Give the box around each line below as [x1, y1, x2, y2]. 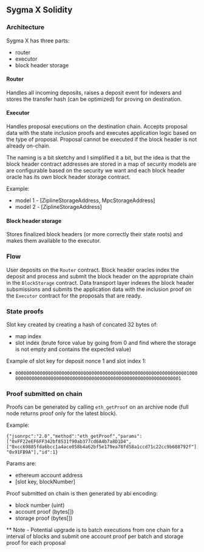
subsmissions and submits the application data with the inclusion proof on [6, 285, 192, 293]
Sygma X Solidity [6, 5, 73, 15]
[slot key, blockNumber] [15, 478, 76, 485]
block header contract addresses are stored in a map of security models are [6, 160, 197, 168]
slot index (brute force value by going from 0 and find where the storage [15, 339, 196, 346]
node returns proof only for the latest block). [6, 410, 118, 417]
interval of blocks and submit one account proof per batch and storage [6, 533, 184, 540]
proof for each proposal [6, 539, 66, 547]
